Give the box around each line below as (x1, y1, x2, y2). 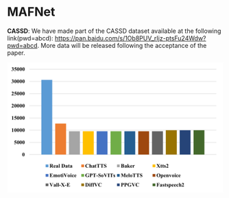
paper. (7, 49, 25, 57)
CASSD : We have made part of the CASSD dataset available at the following (7, 27, 221, 35)
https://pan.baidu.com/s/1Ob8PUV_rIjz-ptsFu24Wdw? (54, 34, 206, 42)
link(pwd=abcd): (7, 34, 53, 42)
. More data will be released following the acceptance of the (37, 41, 207, 49)
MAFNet (7, 4, 56, 20)
